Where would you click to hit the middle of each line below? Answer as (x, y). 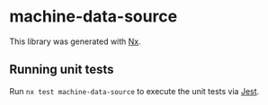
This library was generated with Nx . (75, 41)
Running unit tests (62, 70)
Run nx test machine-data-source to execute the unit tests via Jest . (134, 91)
